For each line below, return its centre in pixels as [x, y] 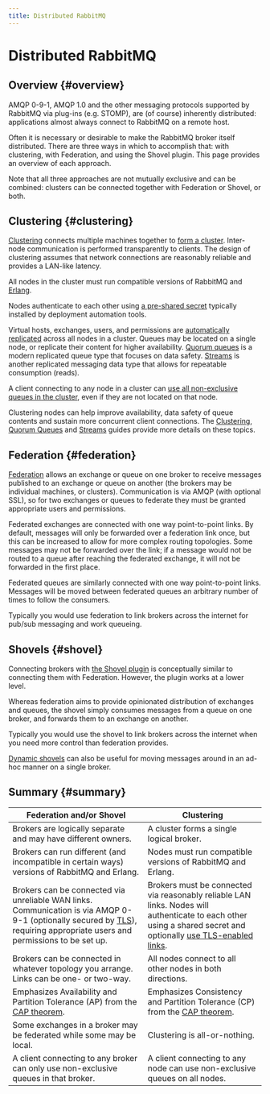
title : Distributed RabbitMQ [57, 16]
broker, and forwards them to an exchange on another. [98, 719]
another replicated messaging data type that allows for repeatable [118, 364]
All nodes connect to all [192, 958]
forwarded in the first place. [54, 567]
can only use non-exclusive [65, 1068]
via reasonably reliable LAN [199, 895]
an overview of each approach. [60, 163]
